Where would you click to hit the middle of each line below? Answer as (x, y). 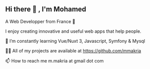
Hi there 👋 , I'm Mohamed (46, 9)
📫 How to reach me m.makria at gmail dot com (54, 60)
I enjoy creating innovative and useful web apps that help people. (73, 31)
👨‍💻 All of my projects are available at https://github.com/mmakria (73, 50)
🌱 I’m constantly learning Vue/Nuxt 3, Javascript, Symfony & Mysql (75, 41)
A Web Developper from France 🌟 (40, 21)
